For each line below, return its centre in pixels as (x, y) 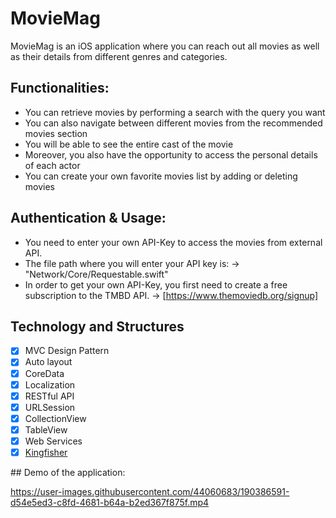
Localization (50, 384)
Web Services (53, 441)
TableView (46, 429)
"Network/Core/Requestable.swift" (96, 274)
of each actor (52, 165)
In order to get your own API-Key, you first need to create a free (156, 284)
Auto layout (48, 362)
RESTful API (49, 396)
